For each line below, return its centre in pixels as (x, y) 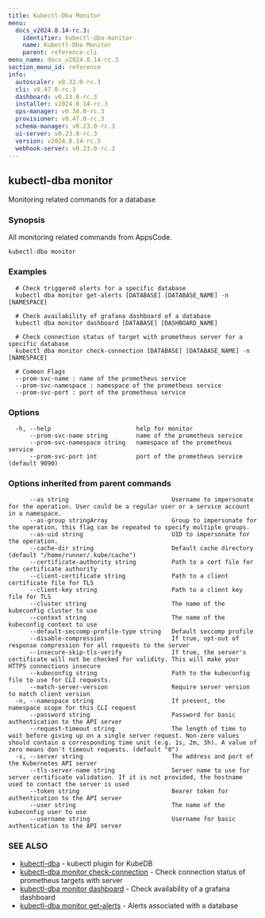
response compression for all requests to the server (99, 646)
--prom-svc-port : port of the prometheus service (101, 392)
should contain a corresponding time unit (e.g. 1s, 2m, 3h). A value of (133, 743)
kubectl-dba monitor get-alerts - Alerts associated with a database (129, 905)
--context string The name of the (127, 618)
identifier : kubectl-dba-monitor (78, 38)
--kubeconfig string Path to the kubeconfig (139, 674)
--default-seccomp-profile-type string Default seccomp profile (141, 632)
